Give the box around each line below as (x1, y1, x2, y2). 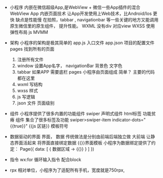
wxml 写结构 (17, 82, 43, 87)
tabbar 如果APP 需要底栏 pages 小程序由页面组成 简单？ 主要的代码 (17, 69, 155, 75)
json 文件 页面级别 (17, 100, 54, 106)
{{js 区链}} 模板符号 (29, 123, 68, 129)
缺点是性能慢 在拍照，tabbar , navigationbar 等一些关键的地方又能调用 (15, 17, 159, 22)
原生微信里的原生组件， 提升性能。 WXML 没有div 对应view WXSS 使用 (9, 23, 155, 29)
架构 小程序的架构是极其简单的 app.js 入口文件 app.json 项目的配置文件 (9, 40, 155, 46)
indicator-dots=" (112, 117, 146, 123)
